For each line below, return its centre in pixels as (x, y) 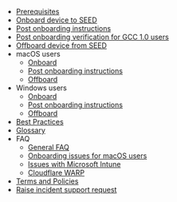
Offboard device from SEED (61, 46)
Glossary (31, 130)
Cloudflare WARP (56, 172)
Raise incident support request (66, 190)
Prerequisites (37, 12)
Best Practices (39, 122)
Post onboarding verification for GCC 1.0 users (92, 37)
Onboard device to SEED (56, 20)
